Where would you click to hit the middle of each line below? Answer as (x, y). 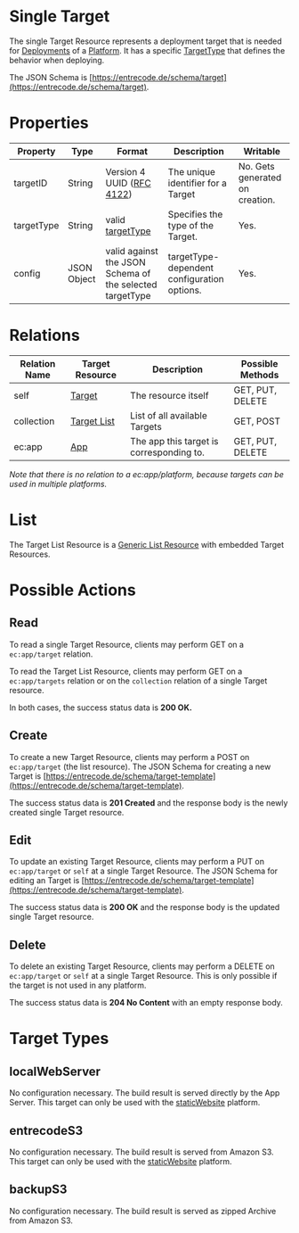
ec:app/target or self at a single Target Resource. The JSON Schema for (144, 871)
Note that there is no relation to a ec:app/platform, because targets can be (147, 474)
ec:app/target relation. (51, 654)
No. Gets (256, 166)
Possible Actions (73, 590)
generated (260, 178)
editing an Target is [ (47, 881)
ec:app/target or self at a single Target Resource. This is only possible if (143, 976)
